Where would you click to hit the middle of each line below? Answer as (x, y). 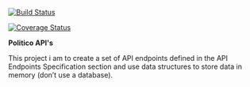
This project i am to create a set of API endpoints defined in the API (118, 58)
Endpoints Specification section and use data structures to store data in (125, 66)
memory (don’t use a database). (61, 75)
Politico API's (31, 43)
